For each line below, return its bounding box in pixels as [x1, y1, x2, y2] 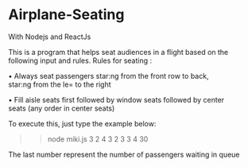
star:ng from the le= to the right [8, 80, 111, 89]
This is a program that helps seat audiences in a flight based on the [8, 47, 229, 56]
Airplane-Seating [8, 6, 125, 24]
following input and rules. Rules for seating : [8, 56, 153, 65]
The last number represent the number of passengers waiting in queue [8, 150, 240, 159]
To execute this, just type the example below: [8, 118, 157, 128]
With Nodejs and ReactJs [8, 32, 91, 41]
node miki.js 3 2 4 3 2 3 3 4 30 [47, 134, 149, 144]
